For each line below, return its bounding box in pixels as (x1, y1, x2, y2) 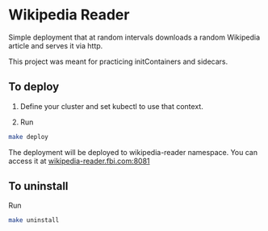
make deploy (8, 132, 48, 141)
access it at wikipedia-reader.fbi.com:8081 (8, 156, 151, 166)
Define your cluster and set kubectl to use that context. (19, 101, 203, 111)
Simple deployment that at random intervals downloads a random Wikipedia (8, 32, 261, 42)
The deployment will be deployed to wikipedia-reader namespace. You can (8, 147, 258, 157)
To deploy (8, 80, 60, 94)
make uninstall (8, 216, 60, 225)
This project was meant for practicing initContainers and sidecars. (8, 57, 228, 66)
